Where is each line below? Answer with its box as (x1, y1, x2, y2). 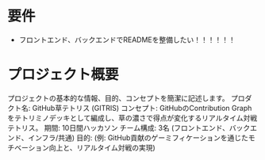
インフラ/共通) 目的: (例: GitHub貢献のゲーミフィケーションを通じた (28, 132, 249, 143)
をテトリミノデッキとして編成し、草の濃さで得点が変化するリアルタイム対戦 (7, 112, 258, 123)
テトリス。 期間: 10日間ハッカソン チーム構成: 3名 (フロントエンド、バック (7, 123, 251, 132)
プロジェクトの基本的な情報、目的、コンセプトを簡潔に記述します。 (7, 93, 229, 103)
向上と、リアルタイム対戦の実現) (48, 143, 156, 152)
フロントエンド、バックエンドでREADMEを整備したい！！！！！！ (18, 35, 236, 44)
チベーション (7, 143, 49, 152)
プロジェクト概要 (7, 66, 120, 84)
